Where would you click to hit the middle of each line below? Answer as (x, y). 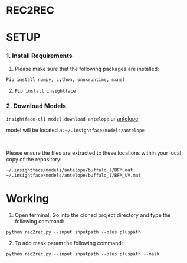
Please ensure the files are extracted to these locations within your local (94, 153)
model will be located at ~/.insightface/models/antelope (75, 130)
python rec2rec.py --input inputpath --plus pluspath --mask (83, 254)
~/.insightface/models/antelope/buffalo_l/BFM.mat (70, 170)
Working (27, 199)
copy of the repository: (34, 159)
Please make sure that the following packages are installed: (87, 69)
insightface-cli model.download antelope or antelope (72, 118)
